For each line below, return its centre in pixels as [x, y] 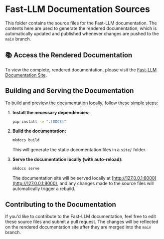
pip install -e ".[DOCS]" [39, 121]
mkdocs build [26, 140]
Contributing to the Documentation [61, 204]
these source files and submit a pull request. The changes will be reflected [82, 222]
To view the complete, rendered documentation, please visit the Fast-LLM [81, 70]
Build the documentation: [39, 131]
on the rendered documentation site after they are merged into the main [78, 227]
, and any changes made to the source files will [105, 184]
